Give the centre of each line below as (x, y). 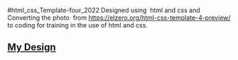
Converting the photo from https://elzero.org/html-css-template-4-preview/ (119, 18)
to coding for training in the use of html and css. (77, 25)
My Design (32, 48)
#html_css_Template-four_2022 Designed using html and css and (104, 10)
